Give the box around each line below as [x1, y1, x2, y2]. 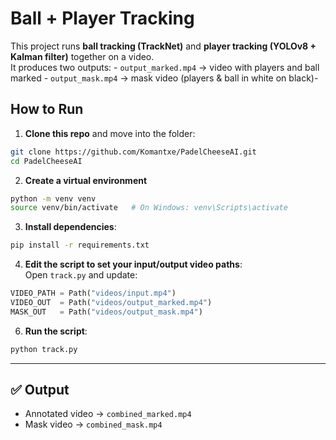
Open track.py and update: [24, 269, 138, 281]
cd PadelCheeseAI [10, 156, 83, 166]
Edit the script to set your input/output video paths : [24, 258, 243, 271]
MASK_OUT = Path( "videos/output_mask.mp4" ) [10, 307, 203, 317]
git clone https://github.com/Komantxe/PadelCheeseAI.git [10, 147, 257, 157]
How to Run [10, 101, 84, 118]
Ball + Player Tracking [10, 7, 195, 30]
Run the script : [24, 325, 88, 337]
